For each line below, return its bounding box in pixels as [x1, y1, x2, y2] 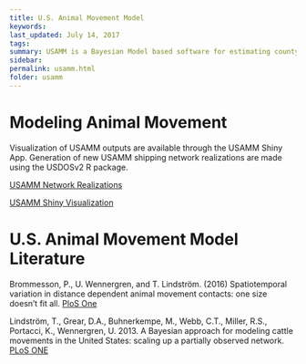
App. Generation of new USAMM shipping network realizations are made [9, 151, 282, 162]
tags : [9, 38, 30, 48]
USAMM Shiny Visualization [9, 197, 114, 208]
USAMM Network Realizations [9, 179, 123, 190]
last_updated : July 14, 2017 [9, 30, 120, 39]
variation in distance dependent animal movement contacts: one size [9, 288, 268, 299]
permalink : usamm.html [9, 65, 96, 74]
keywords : [9, 22, 47, 31]
